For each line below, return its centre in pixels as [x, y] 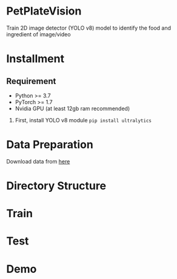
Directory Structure [56, 186]
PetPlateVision [44, 11]
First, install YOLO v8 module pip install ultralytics [83, 120]
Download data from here [38, 161]
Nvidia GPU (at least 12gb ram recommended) [72, 108]
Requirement [31, 81]
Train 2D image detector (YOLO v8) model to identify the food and [89, 28]
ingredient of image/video [38, 34]
